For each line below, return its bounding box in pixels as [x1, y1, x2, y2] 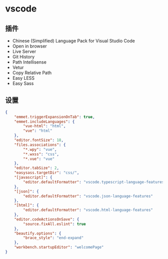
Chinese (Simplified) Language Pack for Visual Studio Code [12, 38, 135, 44]
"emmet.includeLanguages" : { [14, 119, 75, 124]
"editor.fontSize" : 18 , [14, 138, 64, 143]
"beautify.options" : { [14, 231, 61, 236]
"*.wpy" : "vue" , [23, 147, 57, 152]
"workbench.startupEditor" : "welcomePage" [14, 245, 104, 250]
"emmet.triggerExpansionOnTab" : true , [14, 114, 95, 119]
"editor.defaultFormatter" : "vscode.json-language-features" [23, 193, 153, 198]
